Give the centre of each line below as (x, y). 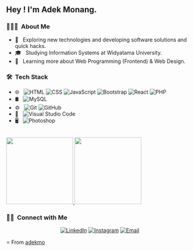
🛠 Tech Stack (27, 77)
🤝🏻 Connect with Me (37, 217)
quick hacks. (30, 46)
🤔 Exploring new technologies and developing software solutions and (101, 39)
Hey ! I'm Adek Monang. (51, 10)
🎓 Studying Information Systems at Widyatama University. (88, 52)
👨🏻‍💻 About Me (28, 27)
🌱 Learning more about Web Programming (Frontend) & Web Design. (100, 61)
